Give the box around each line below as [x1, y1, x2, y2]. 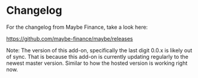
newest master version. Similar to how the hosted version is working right [6, 59, 188, 67]
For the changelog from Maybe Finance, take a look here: [6, 23, 148, 31]
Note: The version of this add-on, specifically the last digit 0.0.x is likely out [6, 46, 193, 54]
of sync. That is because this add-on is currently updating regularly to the [6, 53, 189, 60]
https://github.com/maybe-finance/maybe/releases [6, 35, 133, 42]
